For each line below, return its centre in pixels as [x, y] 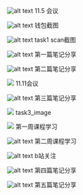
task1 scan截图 [55, 40]
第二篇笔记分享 [55, 69]
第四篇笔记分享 [55, 170]
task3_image [33, 113]
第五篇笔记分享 [55, 185]
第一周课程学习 [36, 127]
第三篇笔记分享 [55, 98]
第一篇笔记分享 [55, 54]
